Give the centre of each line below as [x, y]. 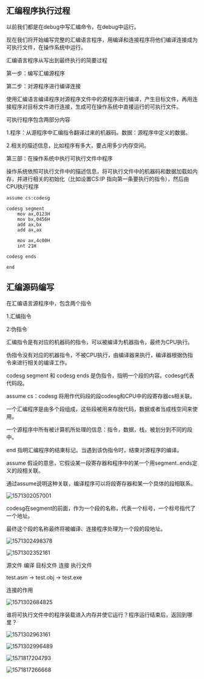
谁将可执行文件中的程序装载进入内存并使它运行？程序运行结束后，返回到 [97, 615]
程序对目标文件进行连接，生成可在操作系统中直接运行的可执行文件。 [97, 106]
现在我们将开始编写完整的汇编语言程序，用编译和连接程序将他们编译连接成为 [102, 40]
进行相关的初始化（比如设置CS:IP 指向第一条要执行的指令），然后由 [106, 179]
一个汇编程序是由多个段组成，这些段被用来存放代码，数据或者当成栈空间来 [99, 409]
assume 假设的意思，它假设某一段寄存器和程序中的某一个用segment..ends [99, 463]
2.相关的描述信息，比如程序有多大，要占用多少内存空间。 [78, 145]
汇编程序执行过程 [38, 11]
